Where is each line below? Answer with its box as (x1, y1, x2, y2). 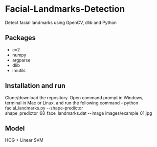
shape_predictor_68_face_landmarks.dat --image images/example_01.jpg (5, 110, 153, 116)
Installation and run (5, 82, 66, 90)
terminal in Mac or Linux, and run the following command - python (5, 100, 138, 105)
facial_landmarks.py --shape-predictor (5, 105, 83, 111)
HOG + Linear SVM (5, 137, 44, 143)
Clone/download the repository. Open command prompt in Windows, (5, 94, 144, 101)
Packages (5, 34, 36, 42)
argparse (12, 57, 31, 63)
